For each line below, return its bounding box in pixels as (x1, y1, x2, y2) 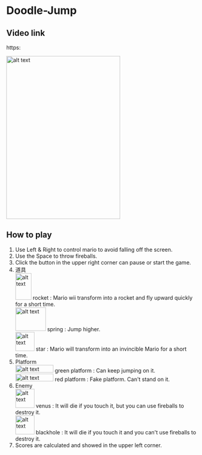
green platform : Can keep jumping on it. (54, 367, 156, 374)
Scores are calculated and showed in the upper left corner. (15, 442, 162, 449)
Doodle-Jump (6, 4, 77, 18)
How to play (6, 230, 52, 240)
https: (6, 44, 21, 51)
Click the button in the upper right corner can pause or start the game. (15, 258, 191, 266)
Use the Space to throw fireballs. (15, 252, 98, 260)
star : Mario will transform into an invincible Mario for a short (35, 345, 187, 352)
